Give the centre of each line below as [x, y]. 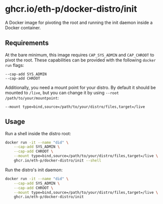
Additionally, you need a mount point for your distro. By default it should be [81, 87]
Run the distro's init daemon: [34, 170]
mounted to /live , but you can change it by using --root [62, 92]
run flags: [15, 65]
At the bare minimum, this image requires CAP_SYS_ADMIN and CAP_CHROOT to [80, 55]
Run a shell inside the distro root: [38, 133]
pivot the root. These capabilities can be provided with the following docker [81, 60]
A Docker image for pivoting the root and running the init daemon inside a [79, 22]
